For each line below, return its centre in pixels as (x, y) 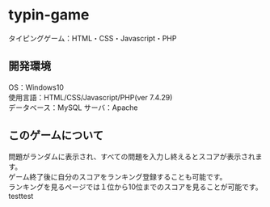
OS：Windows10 (36, 87)
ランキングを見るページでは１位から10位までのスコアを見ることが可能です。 (135, 187)
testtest (21, 196)
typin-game (49, 15)
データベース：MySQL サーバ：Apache (73, 108)
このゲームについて (56, 135)
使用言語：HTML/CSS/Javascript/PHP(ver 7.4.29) (91, 97)
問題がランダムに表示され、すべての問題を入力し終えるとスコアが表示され (132, 156)
